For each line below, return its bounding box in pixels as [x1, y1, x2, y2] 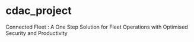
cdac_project [5, 4, 72, 17]
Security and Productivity [5, 29, 68, 36]
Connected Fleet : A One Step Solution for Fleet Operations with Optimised [5, 23, 188, 30]
